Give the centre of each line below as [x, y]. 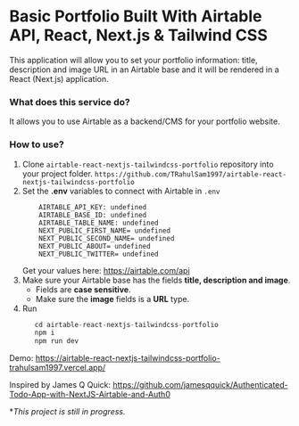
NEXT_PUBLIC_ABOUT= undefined [95, 246]
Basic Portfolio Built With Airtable [136, 16]
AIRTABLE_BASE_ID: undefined [93, 215]
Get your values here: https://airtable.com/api [106, 270]
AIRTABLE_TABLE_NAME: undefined [99, 223]
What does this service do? [70, 102]
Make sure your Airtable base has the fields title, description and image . [156, 280]
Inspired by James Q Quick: [60, 385]
